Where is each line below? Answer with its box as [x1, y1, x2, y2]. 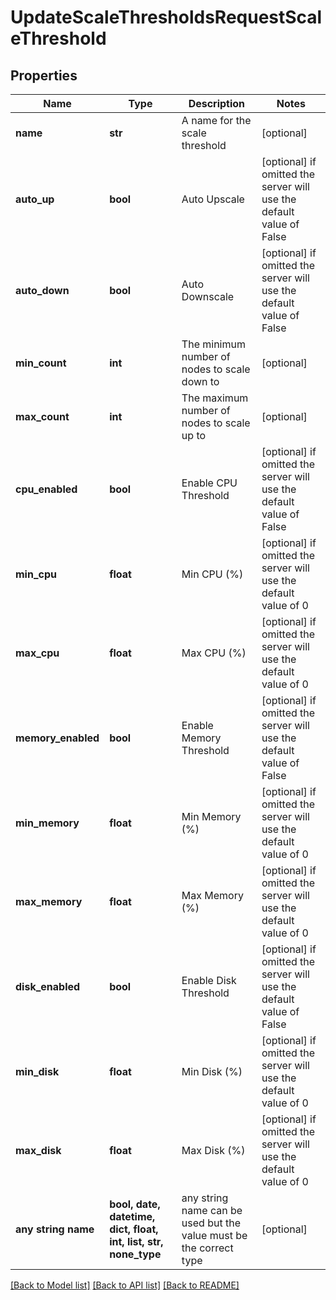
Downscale [181, 290, 235, 303]
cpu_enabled [15, 482, 78, 496]
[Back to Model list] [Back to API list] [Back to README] [10, 1279, 240, 1291]
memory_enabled [15, 731, 100, 745]
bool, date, [109, 1197, 161, 1211]
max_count [15, 410, 70, 423]
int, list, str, [109, 1235, 164, 1248]
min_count [15, 356, 67, 370]
